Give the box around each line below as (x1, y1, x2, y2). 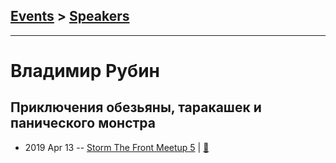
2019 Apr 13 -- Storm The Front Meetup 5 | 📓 (24, 141, 210, 153)
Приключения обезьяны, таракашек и (10, 99, 262, 116)
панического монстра (10, 115, 157, 132)
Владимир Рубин (10, 60, 160, 82)
